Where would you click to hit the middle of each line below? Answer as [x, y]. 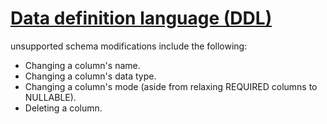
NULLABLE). [50, 97]
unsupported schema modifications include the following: [129, 46]
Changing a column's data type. [90, 76]
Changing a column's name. [82, 65]
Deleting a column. [63, 108]
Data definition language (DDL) [141, 18]
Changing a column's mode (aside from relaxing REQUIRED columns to [171, 86]
